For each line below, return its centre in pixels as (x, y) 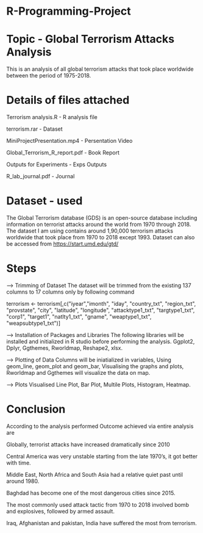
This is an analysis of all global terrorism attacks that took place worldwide (100, 69)
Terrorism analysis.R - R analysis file (52, 117)
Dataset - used (45, 201)
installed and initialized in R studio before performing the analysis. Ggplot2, (101, 341)
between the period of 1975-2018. (49, 76)
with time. (19, 463)
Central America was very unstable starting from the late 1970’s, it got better (102, 456)
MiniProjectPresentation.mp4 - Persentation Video (69, 141)
